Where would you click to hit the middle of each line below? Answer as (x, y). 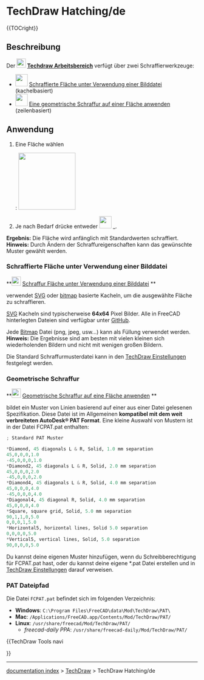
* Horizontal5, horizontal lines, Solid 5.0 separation (77, 528)
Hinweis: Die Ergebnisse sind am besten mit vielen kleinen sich (86, 338)
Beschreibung (33, 47)
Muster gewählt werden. (37, 251)
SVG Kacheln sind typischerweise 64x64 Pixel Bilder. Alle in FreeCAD (93, 314)
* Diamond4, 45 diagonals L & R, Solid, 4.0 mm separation (81, 483)
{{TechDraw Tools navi (35, 642)
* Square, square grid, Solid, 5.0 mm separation (69, 511)
